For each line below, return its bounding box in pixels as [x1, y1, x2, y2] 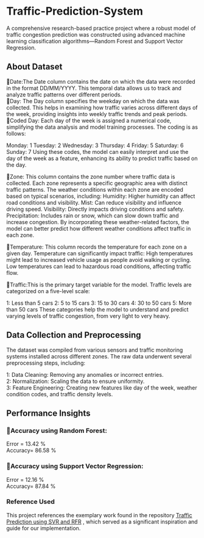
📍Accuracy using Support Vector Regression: [6, 462, 144, 471]
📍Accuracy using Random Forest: [6, 426, 108, 435]
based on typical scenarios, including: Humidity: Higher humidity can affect [6, 192, 195, 200]
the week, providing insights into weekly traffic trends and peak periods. [6, 110, 188, 117]
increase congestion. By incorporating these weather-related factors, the [6, 218, 190, 225]
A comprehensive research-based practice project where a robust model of [6, 24, 196, 32]
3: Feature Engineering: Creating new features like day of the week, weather [6, 384, 198, 391]
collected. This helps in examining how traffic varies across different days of [6, 104, 198, 111]
